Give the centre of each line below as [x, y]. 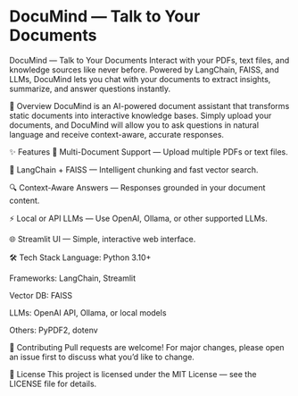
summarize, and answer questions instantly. [90, 88]
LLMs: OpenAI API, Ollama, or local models [88, 312]
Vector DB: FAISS [41, 295]
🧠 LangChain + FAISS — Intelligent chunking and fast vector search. [134, 169]
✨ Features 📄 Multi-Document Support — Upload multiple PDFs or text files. [149, 152]
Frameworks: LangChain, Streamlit [73, 278]
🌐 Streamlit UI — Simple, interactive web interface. [103, 239]
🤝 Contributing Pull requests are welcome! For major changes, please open [147, 347]
